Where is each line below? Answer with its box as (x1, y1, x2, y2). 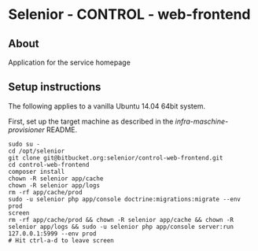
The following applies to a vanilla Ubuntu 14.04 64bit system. (8, 101, 206, 111)
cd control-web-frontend (8, 161, 90, 168)
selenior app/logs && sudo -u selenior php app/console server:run (8, 223, 234, 231)
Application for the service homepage (8, 57, 131, 67)
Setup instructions (8, 80, 101, 94)
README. (46, 124, 78, 135)
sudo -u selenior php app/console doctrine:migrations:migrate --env (8, 195, 241, 203)
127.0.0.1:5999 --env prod (8, 230, 97, 238)
